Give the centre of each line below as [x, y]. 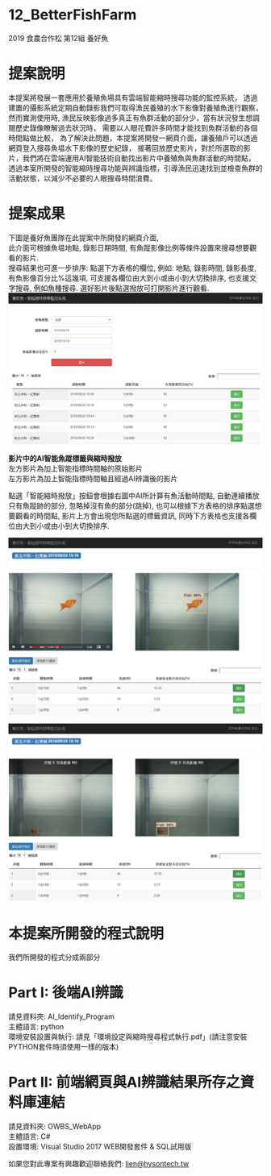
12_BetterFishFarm [73, 15]
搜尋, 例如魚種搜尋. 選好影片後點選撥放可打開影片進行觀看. [112, 288]
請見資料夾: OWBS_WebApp [55, 1127]
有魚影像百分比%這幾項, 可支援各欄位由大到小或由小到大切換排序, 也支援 [129, 278]
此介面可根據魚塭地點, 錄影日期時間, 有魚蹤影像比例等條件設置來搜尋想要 [129, 247]
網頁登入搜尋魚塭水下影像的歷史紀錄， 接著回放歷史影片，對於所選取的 [126, 148]
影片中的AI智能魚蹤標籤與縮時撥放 [65, 458]
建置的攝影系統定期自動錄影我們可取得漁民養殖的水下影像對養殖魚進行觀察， [135, 107]
